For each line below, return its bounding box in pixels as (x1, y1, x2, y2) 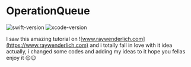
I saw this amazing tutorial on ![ (6, 35, 83, 42)
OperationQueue (6, 4, 90, 18)
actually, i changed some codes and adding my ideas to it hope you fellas (6, 47, 186, 55)
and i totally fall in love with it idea (90, 42, 173, 49)
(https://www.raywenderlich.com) (6, 42, 89, 49)
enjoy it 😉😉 (6, 54, 37, 61)
